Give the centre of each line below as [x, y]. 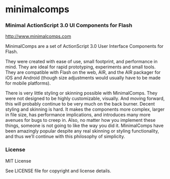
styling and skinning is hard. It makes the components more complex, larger [85, 109]
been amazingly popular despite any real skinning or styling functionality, [82, 131]
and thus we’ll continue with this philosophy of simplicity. [65, 137]
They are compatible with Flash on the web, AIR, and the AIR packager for [83, 72]
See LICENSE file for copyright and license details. [58, 171]
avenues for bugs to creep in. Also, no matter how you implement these [80, 120]
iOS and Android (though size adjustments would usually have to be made [83, 78]
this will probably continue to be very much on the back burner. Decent [80, 104]
